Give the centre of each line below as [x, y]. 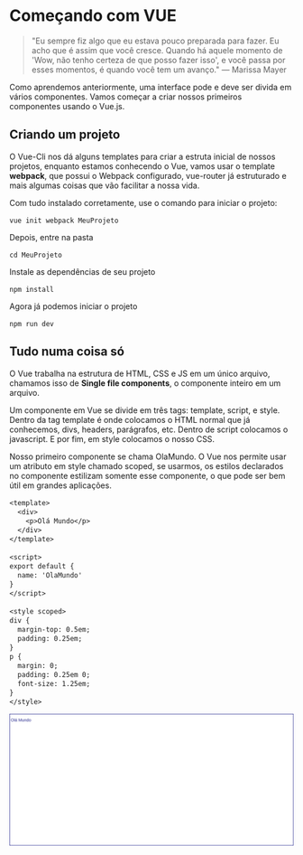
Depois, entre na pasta [51, 237]
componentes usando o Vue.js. [67, 106]
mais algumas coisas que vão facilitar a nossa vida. [105, 185]
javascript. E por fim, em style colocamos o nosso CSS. [112, 438]
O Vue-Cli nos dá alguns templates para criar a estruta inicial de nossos [142, 156]
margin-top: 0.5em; [54, 629]
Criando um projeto [65, 135]
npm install [32, 289]
